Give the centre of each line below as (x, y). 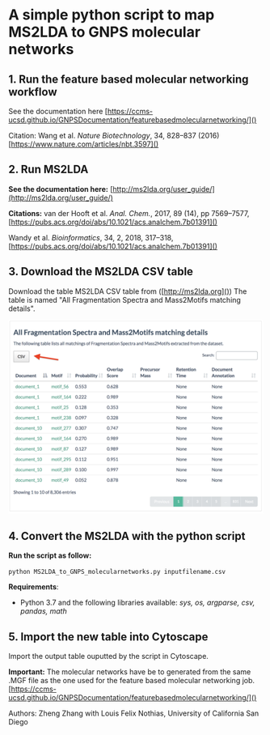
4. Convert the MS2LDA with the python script (127, 536)
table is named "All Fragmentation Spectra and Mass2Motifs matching (124, 300)
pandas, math (43, 611)
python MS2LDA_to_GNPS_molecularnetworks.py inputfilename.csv (117, 572)
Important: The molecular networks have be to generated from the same (130, 672)
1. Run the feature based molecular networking (129, 79)
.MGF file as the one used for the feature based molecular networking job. (132, 681)
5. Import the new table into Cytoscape (108, 637)
